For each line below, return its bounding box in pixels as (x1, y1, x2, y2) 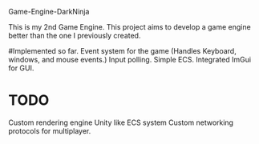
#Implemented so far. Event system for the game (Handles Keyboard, (8, 46, 237, 55)
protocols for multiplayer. (8, 126, 91, 135)
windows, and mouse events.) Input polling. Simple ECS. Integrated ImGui (8, 55, 251, 64)
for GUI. (8, 63, 34, 73)
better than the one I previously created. (8, 31, 141, 40)
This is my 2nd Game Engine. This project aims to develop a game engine (8, 22, 251, 31)
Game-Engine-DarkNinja (8, 7, 90, 16)
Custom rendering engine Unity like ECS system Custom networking (8, 118, 234, 127)
